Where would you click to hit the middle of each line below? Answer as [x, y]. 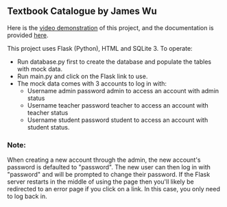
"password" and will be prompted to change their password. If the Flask [109, 175]
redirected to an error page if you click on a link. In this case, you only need [114, 189]
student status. [48, 127]
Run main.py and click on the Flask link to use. [82, 76]
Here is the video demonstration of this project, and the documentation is [110, 27]
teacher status [48, 112]
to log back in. [27, 196]
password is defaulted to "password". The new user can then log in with [109, 167]
